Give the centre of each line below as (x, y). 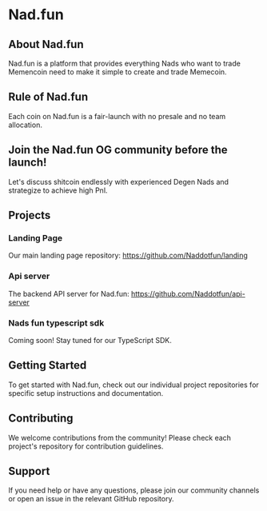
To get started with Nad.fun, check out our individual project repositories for (134, 385)
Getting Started (48, 365)
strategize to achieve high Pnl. (58, 190)
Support (29, 471)
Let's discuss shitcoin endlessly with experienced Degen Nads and (119, 182)
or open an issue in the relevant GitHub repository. (91, 499)
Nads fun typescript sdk (56, 323)
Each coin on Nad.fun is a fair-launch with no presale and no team (117, 116)
